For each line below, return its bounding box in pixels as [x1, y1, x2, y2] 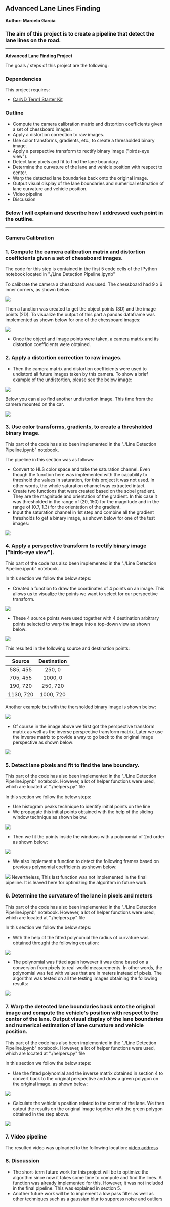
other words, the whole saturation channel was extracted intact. [12, 482, 146, 489]
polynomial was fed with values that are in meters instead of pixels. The [12, 970, 162, 976]
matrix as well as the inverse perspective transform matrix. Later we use [12, 729, 163, 735]
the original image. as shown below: [12, 1081, 88, 1087]
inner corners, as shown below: [5, 287, 71, 293]
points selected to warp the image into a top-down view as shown [12, 621, 150, 627]
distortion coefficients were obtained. [12, 341, 91, 348]
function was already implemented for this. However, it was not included [12, 1180, 163, 1186]
